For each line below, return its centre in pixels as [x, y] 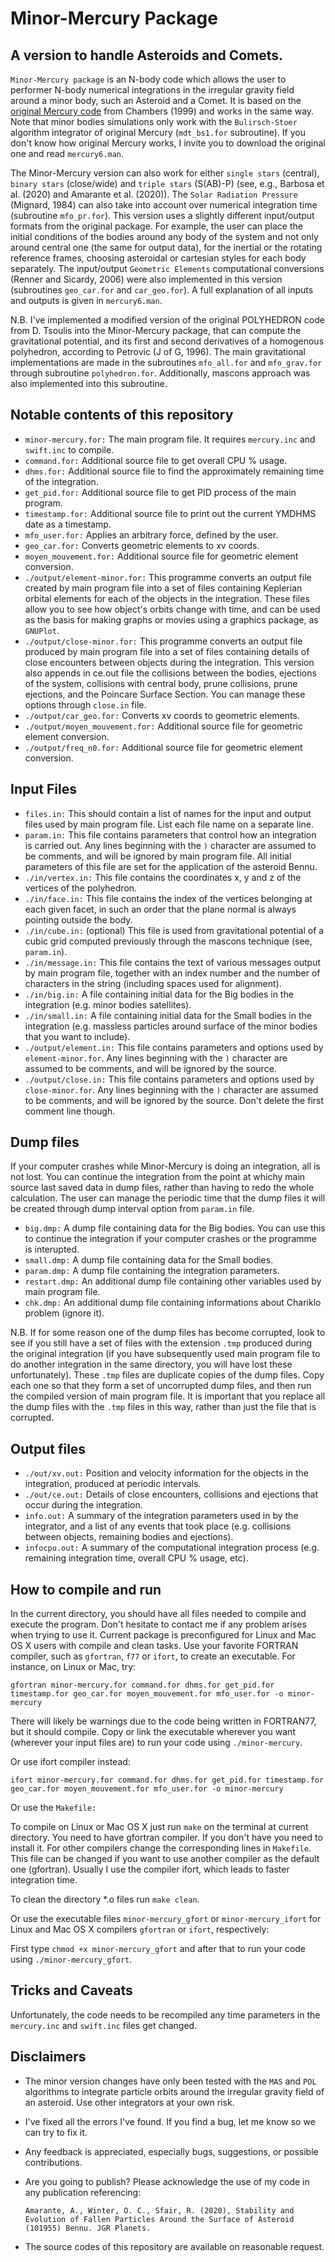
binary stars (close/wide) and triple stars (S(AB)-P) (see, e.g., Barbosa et [167, 183]
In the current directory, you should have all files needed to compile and [158, 1614]
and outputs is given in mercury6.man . [86, 300]
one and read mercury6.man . [67, 153]
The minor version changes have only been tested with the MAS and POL [170, 2081]
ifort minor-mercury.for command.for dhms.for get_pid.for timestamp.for [167, 1780]
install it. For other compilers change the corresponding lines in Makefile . [161, 1848]
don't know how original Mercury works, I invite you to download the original [168, 143]
